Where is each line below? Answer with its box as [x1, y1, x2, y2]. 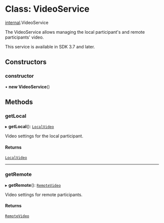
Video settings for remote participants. [5, 192, 83, 198]
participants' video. [5, 34, 44, 40]
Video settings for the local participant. [5, 133, 83, 139]
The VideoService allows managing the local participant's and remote [5, 29, 145, 35]
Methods [5, 98, 33, 106]
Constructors [5, 58, 47, 67]
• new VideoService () [5, 84, 50, 89]
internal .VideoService [5, 20, 49, 25]
